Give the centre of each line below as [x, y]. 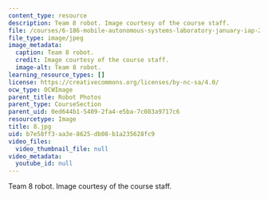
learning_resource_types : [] [57, 75]
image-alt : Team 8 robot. [59, 68]
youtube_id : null [44, 164]
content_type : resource [48, 16]
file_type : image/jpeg [46, 38]
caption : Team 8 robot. [55, 53]
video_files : [30, 141]
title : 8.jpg [30, 127]
